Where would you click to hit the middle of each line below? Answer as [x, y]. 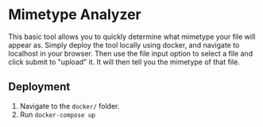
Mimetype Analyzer [75, 15]
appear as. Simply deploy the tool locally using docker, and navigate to [124, 44]
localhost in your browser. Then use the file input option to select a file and [130, 53]
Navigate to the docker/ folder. [70, 106]
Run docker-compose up [57, 114]
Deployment [39, 87]
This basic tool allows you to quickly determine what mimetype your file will [132, 37]
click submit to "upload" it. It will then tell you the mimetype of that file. [124, 62]
